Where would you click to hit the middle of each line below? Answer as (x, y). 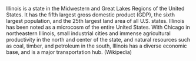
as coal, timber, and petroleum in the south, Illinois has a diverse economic (97, 46)
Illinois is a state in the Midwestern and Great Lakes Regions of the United (95, 9)
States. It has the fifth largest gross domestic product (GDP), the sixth (91, 15)
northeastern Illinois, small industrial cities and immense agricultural (88, 33)
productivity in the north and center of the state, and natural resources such (98, 40)
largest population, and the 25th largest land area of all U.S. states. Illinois (95, 21)
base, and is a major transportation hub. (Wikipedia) (69, 52)
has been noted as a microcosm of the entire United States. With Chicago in (98, 27)
